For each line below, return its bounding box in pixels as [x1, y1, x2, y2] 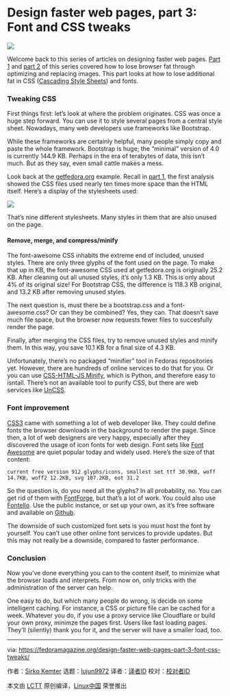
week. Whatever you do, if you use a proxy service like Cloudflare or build [7, 612, 216, 620]
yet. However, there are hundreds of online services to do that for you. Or [7, 364, 214, 372]
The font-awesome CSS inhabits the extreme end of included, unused [7, 252, 204, 260]
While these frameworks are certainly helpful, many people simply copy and [7, 137, 222, 145]
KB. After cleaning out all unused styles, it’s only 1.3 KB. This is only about [7, 273, 216, 282]
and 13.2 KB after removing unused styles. [7, 288, 127, 296]
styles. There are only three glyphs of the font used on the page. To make [7, 259, 215, 267]
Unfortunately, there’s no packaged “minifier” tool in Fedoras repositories [7, 357, 214, 365]
